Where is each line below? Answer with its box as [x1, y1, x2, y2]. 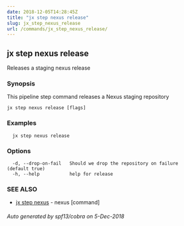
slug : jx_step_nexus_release [7, 20, 81, 26]
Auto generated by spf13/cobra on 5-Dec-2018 [7, 213, 124, 220]
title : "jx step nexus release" [7, 15, 89, 21]
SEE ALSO [7, 185, 38, 193]
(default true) [7, 165, 46, 171]
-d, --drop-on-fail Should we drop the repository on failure [12, 160, 179, 167]
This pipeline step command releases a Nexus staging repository [7, 93, 169, 101]
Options [7, 147, 31, 155]
